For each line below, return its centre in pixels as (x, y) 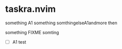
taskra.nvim (31, 9)
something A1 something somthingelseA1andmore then (61, 23)
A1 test (19, 42)
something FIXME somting (32, 32)
